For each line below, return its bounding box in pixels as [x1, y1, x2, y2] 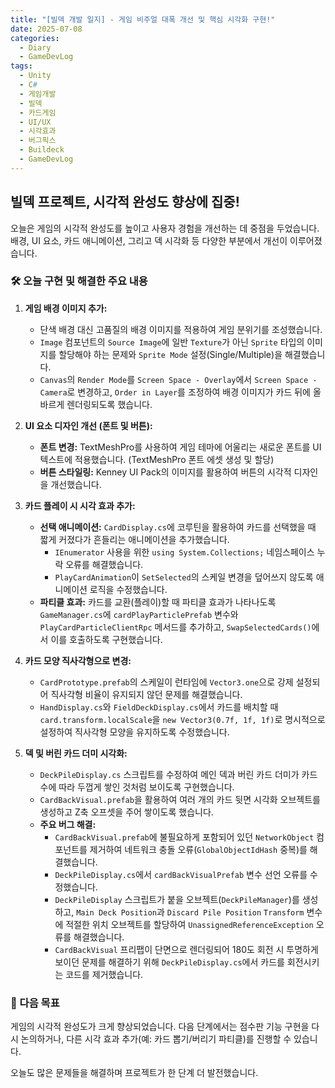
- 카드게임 [19, 107, 57, 118]
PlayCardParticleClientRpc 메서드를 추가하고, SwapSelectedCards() [39, 621, 312, 633]
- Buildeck [19, 145, 65, 155]
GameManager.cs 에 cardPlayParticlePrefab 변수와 [39, 608, 239, 620]
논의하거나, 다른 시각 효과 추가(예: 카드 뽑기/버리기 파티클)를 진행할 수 [20, 1033, 292, 1045]
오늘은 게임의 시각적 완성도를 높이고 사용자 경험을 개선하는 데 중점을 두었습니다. [10, 222, 320, 234]
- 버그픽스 [19, 136, 57, 146]
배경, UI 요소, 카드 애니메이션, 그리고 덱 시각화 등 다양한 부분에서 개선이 [10, 234, 288, 246]
